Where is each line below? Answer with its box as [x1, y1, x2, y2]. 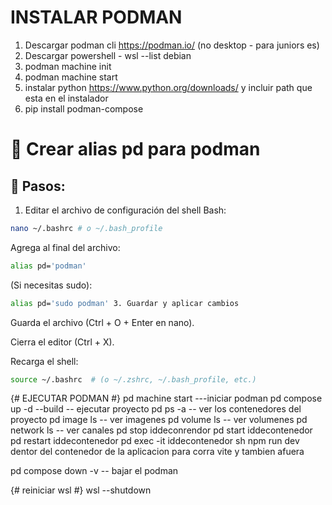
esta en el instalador [24, 92, 109, 104]
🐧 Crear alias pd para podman [10, 138, 261, 161]
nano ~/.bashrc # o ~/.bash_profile [10, 223, 163, 233]
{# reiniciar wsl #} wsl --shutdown [10, 484, 152, 496]
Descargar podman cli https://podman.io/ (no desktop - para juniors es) [24, 39, 320, 51]
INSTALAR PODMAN [10, 6, 183, 29]
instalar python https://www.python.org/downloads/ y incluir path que [24, 81, 313, 93]
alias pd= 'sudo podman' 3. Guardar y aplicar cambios [10, 298, 240, 308]
